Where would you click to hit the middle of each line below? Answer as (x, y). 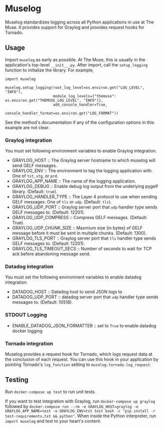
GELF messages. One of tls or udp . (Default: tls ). (62, 202)
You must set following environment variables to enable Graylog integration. (81, 151)
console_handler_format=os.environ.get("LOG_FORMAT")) (62, 113)
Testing (17, 380)
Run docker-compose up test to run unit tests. (50, 391)
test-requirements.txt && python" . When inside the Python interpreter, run (81, 416)
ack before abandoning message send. (51, 254)
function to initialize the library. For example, (49, 70)
